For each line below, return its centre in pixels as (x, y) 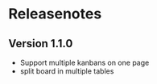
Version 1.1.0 (41, 44)
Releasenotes (55, 14)
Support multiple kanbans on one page (85, 62)
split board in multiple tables (67, 71)
